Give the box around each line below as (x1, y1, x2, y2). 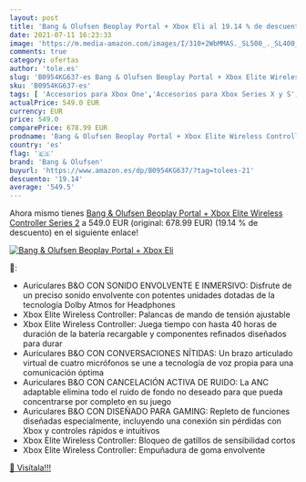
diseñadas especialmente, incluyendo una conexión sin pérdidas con (22, 415, 282, 426)
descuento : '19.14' (9, 174, 84, 183)
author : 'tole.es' (9, 65, 79, 74)
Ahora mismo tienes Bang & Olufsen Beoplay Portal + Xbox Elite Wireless (9, 208, 283, 219)
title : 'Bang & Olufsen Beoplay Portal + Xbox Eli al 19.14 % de (9, 22, 262, 31)
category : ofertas (9, 56, 79, 65)
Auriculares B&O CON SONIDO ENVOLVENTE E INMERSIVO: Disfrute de (22, 280, 292, 292)
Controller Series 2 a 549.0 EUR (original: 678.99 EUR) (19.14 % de (9, 218, 259, 229)
